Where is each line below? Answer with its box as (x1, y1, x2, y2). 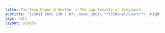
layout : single (5, 20, 36, 26)
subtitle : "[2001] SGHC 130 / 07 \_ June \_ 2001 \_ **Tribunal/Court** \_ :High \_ (5, 12, 164, 16)
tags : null (5, 16, 27, 21)
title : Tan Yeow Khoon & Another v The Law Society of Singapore (5, 7, 141, 12)
